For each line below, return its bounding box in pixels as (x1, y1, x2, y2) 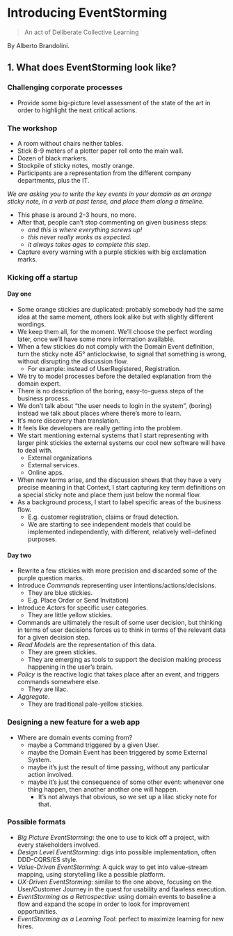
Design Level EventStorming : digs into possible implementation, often (17, 847, 217, 856)
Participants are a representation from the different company (17, 169, 192, 177)
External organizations (27, 453, 93, 462)
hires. (17, 922, 34, 930)
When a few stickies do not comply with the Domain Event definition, (17, 342, 215, 351)
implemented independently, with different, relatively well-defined (27, 528, 217, 536)
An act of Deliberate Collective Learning (24, 28, 139, 36)
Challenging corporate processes (7, 82, 123, 92)
